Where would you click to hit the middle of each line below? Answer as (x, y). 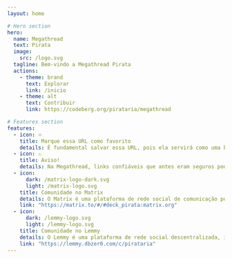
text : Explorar (47, 83)
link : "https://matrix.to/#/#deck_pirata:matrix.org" (98, 205)
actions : (26, 71)
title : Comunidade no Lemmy (60, 231)
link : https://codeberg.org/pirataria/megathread (98, 110)
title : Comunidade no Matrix (61, 192)
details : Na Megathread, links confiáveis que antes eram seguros (117, 167)
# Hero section (29, 26)
